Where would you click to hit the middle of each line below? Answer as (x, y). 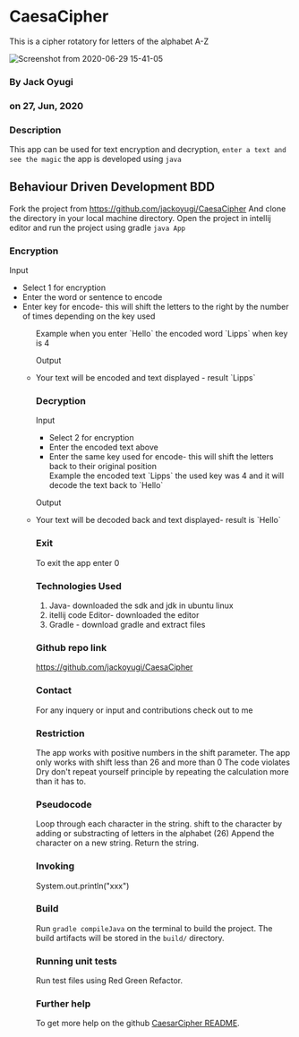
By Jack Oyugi (42, 81)
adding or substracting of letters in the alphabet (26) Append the (155, 834)
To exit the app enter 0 (77, 562)
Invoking (55, 866)
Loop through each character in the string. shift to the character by (159, 824)
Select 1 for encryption (64, 287)
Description (35, 130)
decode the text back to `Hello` (106, 485)
